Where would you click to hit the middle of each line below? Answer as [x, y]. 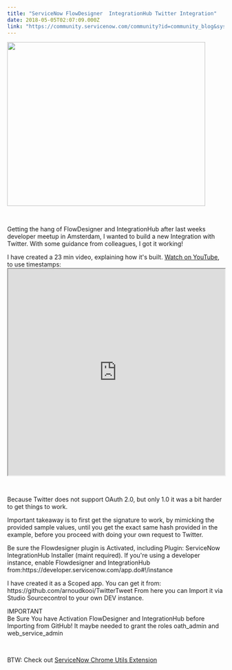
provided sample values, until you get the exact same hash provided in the [113, 527]
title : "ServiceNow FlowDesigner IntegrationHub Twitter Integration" [112, 13]
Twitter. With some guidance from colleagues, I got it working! [95, 244]
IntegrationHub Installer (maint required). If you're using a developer [104, 556]
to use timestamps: [34, 264]
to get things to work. [38, 507]
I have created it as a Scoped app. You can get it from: [84, 583]
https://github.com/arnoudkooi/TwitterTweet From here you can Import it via [115, 591]
